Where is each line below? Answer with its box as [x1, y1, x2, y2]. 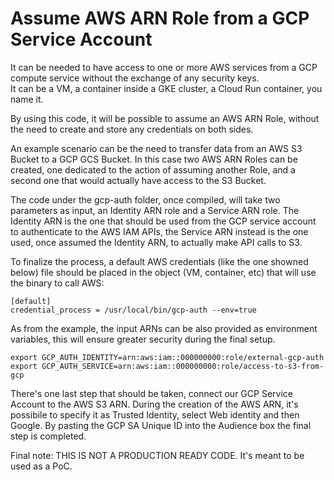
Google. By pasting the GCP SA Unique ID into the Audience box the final [10, 419, 312, 431]
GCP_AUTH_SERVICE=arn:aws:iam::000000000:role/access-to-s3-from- [41, 361, 325, 371]
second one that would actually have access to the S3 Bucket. [10, 174, 267, 186]
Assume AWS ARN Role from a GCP [10, 7, 310, 30]
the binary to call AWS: [10, 277, 105, 289]
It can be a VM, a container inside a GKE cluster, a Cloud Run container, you [10, 82, 323, 94]
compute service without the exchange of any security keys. [10, 72, 260, 84]
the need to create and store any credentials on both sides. [10, 123, 254, 135]
